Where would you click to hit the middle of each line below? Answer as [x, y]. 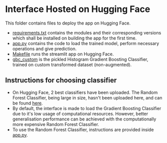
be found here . [28, 103]
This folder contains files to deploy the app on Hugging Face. [68, 23]
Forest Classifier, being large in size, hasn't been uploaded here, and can [87, 97]
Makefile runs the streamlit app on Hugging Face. [63, 54]
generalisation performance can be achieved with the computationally [84, 119]
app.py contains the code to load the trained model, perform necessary [86, 43]
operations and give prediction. [44, 48]
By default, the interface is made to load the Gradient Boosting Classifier [87, 108]
